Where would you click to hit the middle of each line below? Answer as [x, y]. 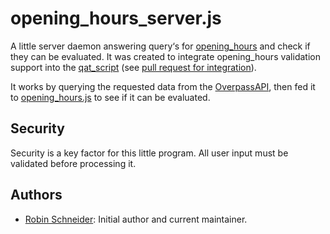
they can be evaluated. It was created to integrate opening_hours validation [165, 56]
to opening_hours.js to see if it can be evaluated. [110, 97]
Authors [36, 195]
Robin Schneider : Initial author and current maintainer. [136, 219]
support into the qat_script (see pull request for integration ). [133, 67]
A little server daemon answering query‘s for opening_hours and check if [160, 46]
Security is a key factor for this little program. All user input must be [149, 153]
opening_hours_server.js [116, 18]
